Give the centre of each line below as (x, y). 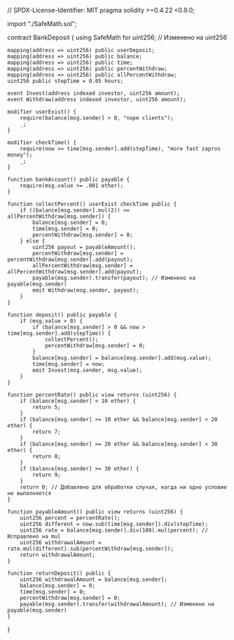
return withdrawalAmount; (58, 555)
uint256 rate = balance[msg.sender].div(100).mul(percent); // (114, 530)
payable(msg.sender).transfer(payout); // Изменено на (114, 278)
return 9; (47, 475)
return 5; (47, 407)
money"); (20, 155)
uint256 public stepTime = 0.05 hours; (66, 81)
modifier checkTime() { (42, 143)
